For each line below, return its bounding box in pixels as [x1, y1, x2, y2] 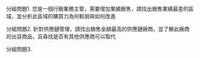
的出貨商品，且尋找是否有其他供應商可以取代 [6, 33, 116, 40]
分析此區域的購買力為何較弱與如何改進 [21, 13, 116, 20]
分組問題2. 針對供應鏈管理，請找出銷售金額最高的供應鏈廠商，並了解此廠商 [6, 26, 190, 32]
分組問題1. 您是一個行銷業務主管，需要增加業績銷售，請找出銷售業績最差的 [6, 5, 189, 12]
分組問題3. [6, 45, 32, 53]
